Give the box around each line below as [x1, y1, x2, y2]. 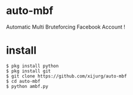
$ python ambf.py [6, 83, 49, 89]
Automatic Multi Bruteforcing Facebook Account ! [6, 23, 126, 30]
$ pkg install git [6, 68, 51, 74]
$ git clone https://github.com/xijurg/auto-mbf [6, 73, 127, 79]
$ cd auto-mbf [6, 78, 41, 84]
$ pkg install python [6, 63, 59, 69]
